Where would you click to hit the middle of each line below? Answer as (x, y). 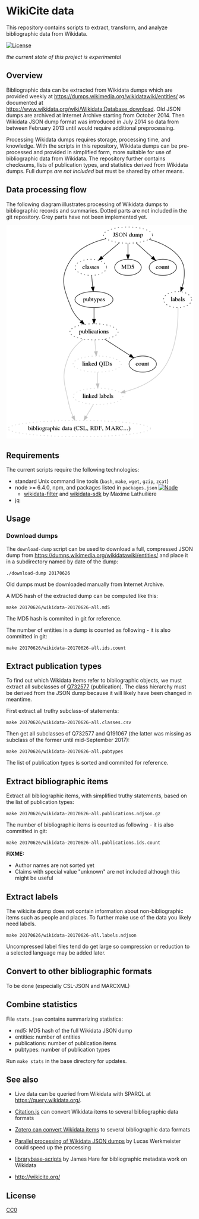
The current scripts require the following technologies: (73, 469)
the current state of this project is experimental (64, 57)
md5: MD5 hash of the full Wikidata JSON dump (73, 1030)
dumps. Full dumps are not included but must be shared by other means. (95, 171)
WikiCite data (40, 11)
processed (19, 152)
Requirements (33, 455)
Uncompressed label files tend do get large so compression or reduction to (98, 947)
